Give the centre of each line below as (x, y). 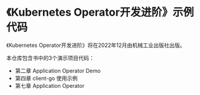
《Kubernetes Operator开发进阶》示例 (100, 12)
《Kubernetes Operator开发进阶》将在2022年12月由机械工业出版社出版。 (96, 45)
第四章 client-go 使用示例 (46, 78)
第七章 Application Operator (50, 85)
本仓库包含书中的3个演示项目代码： (50, 58)
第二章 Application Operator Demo (58, 70)
